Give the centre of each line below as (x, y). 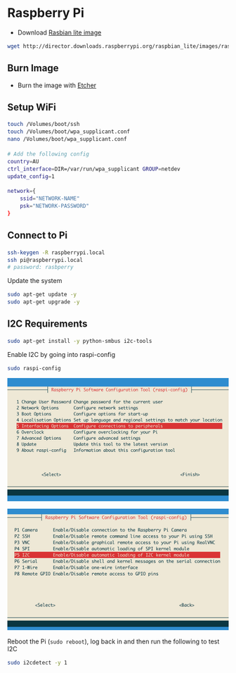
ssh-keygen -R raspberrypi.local (56, 252)
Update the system (35, 281)
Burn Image (33, 68)
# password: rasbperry (40, 268)
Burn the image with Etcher (57, 85)
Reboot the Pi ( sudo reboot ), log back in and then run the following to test (113, 641)
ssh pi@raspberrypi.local (45, 260)
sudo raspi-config (34, 368)
